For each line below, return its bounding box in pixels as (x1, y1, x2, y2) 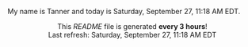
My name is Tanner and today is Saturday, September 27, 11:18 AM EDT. (7, 7, 241, 16)
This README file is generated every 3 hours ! (57, 22, 208, 31)
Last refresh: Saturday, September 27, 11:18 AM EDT (48, 31, 217, 39)
